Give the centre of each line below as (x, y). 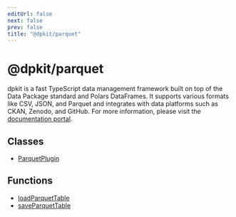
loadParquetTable (43, 198)
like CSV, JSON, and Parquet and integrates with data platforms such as (113, 104)
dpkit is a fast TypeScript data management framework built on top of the (115, 89)
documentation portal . (40, 119)
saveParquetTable (44, 205)
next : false (25, 21)
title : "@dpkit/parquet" (44, 34)
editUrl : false (30, 14)
